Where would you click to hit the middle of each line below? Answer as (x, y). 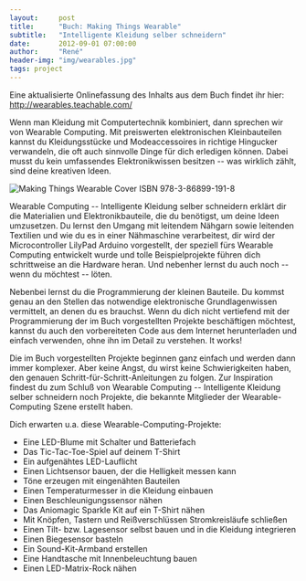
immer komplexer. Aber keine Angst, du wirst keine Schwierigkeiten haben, (151, 367)
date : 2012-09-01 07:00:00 (73, 43)
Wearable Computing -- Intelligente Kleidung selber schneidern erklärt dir (148, 206)
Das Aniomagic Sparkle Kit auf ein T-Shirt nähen (114, 510)
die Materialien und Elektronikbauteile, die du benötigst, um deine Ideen (145, 216)
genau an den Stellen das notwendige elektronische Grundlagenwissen (143, 301)
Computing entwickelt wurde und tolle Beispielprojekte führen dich (135, 254)
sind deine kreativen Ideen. (60, 171)
